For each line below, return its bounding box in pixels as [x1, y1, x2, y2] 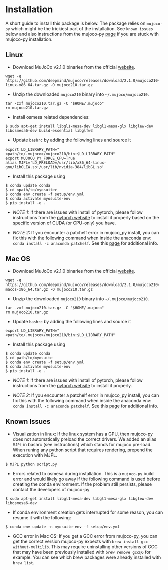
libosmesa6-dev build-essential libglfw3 [5, 128, 93, 133]
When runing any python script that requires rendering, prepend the [12, 447, 153, 453]
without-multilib [12, 545, 49, 550]
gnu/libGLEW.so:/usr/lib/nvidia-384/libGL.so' [5, 164, 104, 169]
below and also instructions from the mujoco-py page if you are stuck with [5, 31, 159, 37]
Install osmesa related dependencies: [12, 114, 90, 120]
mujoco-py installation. [5, 36, 53, 42]
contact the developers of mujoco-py [12, 487, 90, 493]
